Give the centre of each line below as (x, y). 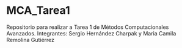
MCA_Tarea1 (38, 10)
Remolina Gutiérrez (31, 40)
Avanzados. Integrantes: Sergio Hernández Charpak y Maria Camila (91, 33)
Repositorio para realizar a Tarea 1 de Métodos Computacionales (88, 27)
